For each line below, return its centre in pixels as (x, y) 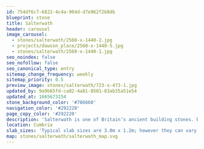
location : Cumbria (29, 125)
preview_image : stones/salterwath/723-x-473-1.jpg (72, 86)
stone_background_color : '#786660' (51, 102)
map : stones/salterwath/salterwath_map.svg (62, 137)
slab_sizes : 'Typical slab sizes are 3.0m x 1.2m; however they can (95, 131)
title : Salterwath (29, 23)
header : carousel (28, 29)
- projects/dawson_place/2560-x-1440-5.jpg (67, 46)
